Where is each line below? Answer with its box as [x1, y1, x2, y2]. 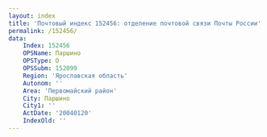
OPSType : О [23, 57, 60, 65]
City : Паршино [23, 94, 70, 102]
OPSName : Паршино [23, 49, 81, 57]
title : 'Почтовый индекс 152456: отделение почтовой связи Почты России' [8, 19, 262, 27]
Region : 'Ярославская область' [23, 72, 128, 80]
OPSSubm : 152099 [23, 64, 78, 73]
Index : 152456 [23, 42, 70, 50]
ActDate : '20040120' [23, 110, 92, 118]
